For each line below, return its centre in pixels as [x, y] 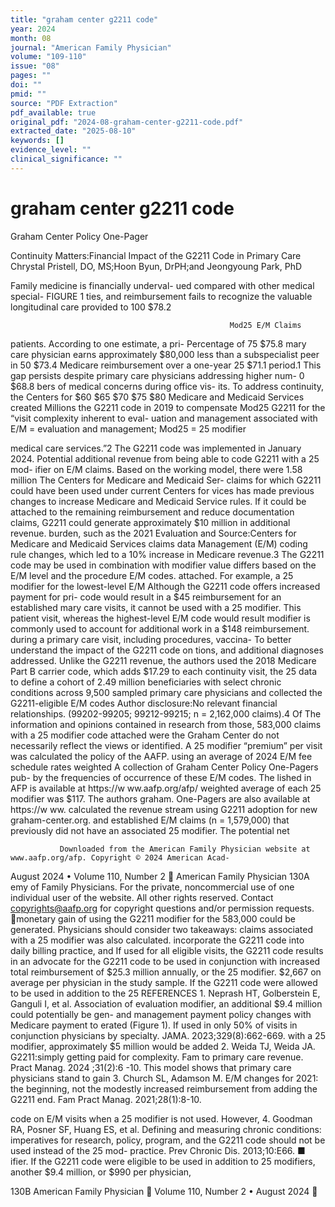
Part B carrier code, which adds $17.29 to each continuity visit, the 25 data [164, 671]
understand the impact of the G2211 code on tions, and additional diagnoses [167, 650]
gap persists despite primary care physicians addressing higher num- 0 [157, 375]
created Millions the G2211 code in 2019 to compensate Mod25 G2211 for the [168, 407]
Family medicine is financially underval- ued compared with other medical [162, 285]
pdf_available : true [53, 112]
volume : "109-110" [48, 57]
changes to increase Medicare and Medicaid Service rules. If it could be [158, 501]
